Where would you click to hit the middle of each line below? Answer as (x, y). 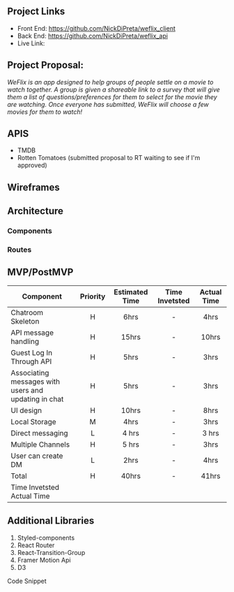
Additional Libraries (51, 521)
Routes (19, 250)
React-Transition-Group (51, 552)
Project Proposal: (46, 65)
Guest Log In (32, 352)
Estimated (131, 291)
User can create (37, 456)
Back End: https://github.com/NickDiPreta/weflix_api (93, 36)
